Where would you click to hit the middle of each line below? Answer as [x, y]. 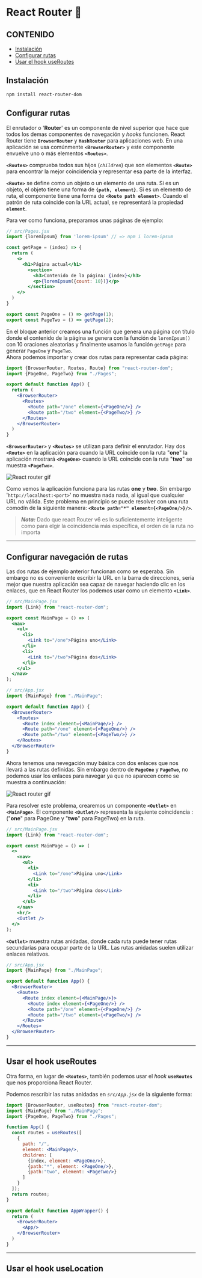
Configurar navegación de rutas [67, 557]
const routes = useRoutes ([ [47, 1133]
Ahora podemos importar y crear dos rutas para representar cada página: [97, 357]
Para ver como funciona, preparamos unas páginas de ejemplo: [85, 220]
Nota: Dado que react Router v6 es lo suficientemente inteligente [102, 520]
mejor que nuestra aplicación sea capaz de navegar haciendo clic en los [96, 584]
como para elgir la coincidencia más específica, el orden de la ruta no [107, 526]
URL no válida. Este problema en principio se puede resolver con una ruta [97, 502]
